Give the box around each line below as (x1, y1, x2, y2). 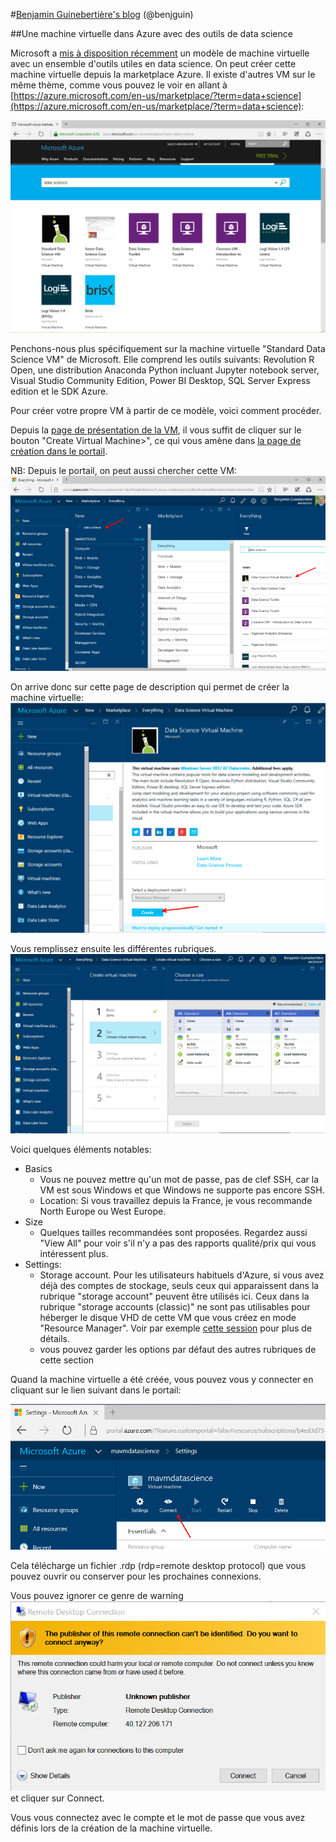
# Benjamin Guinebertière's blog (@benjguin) (10, 9, 194, 20)
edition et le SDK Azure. (10, 385, 109, 398)
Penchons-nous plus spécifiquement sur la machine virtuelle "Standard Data (10, 343, 326, 355)
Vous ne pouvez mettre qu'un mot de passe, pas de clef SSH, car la (39, 1174, 320, 1186)
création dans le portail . (10, 445, 108, 458)
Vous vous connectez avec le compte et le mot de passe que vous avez (10, 1811, 306, 1823)
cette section (39, 1354, 95, 1366)
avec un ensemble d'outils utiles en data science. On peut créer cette (10, 58, 297, 69)
